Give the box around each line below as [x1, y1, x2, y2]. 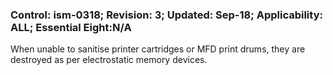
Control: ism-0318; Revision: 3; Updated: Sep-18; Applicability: [10, 8, 323, 22]
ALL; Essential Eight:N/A [10, 20, 132, 34]
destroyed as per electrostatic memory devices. [10, 54, 208, 66]
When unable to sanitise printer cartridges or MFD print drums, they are [10, 43, 306, 55]
